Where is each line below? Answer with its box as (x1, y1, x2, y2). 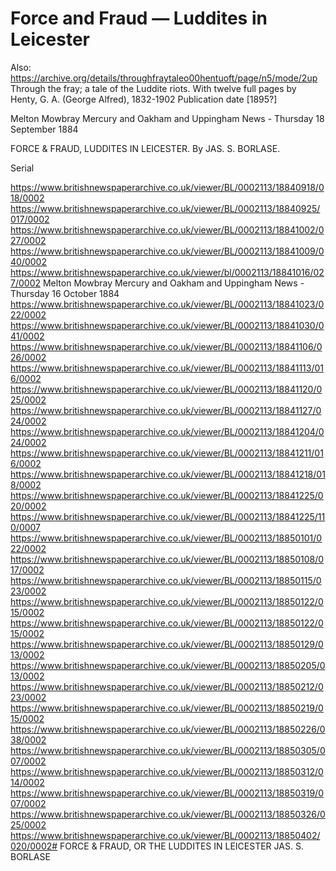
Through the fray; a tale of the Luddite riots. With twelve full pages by (10, 82, 297, 94)
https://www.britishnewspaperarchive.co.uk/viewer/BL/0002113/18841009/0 (10, 245, 325, 257)
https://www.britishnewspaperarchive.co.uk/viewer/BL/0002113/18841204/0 (10, 425, 325, 437)
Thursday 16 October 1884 (10, 287, 120, 299)
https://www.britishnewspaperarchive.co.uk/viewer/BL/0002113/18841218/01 (10, 468, 326, 480)
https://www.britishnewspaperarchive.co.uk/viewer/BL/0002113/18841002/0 (10, 223, 325, 236)
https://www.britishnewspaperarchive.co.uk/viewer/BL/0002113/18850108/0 (10, 553, 325, 565)
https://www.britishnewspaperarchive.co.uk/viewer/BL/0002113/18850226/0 (10, 723, 326, 735)
